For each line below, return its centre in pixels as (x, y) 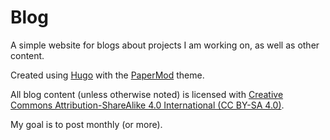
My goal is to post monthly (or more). (86, 124)
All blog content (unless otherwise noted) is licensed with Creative (147, 94)
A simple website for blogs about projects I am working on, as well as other (165, 45)
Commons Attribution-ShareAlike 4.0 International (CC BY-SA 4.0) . (147, 105)
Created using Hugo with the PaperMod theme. (107, 75)
